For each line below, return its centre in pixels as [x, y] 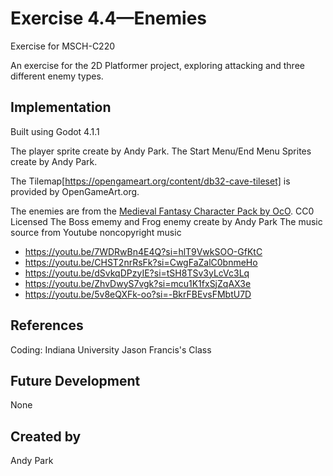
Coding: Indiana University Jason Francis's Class [111, 349]
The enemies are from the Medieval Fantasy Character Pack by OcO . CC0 [162, 211]
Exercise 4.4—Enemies [109, 18]
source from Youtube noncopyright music [96, 232]
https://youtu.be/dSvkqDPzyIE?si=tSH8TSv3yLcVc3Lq [137, 273]
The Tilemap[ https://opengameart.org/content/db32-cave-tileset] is [150, 181]
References [47, 325]
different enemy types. [57, 76]
